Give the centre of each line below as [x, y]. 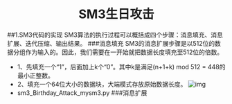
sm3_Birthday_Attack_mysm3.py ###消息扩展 [82, 93]
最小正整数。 [35, 75]
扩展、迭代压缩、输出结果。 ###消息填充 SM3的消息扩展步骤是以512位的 [111, 43]
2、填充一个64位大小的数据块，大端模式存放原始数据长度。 [102, 84]
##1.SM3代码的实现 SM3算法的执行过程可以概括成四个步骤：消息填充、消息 [115, 35]
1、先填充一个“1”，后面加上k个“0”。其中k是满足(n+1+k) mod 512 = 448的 [121, 67]
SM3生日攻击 [116, 14]
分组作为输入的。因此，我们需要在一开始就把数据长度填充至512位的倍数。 [118, 52]
